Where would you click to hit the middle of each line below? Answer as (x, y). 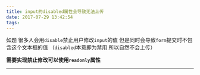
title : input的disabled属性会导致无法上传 (55, 12)
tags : (13, 22)
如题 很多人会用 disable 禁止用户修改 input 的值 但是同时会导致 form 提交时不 (97, 40)
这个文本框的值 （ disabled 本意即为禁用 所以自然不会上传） (83, 47)
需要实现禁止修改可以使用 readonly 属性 (54, 60)
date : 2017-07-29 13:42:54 (40, 17)
